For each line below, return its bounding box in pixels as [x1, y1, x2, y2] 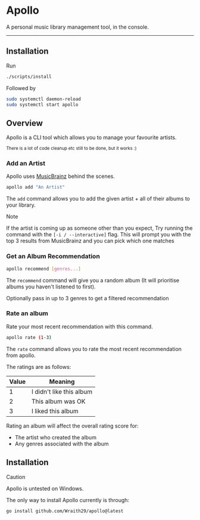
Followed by [6, 84, 36, 91]
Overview [6, 118, 43, 128]
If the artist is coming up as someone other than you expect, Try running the [6, 224, 193, 232]
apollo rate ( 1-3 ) [6, 334, 52, 340]
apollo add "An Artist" [6, 184, 65, 190]
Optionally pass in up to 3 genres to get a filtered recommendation [6, 294, 169, 301]
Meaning [49, 377, 75, 386]
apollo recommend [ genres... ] [6, 266, 82, 272]
